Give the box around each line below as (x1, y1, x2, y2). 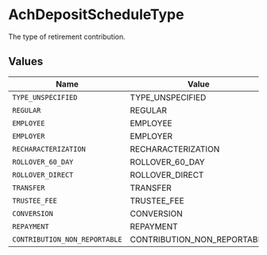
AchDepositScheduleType (8, 6, 184, 24)
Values (8, 55, 44, 68)
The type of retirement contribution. (8, 32, 126, 41)
